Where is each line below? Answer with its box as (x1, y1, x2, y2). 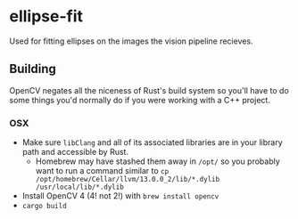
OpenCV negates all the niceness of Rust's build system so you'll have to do (9, 85, 290, 95)
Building (9, 61, 56, 77)
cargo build (21, 202, 67, 211)
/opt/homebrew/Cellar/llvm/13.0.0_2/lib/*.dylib (35, 175, 220, 184)
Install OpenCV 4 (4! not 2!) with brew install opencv (21, 191, 219, 201)
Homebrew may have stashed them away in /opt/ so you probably (35, 156, 281, 166)
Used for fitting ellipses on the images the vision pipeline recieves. (9, 36, 253, 46)
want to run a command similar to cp (35, 166, 170, 176)
